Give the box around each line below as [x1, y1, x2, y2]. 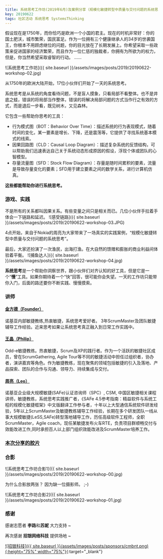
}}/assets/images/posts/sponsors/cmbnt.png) [57, 543, 149, 549]
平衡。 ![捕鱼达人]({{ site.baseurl [13, 252, 79, 258]
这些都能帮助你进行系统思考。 [5, 183, 65, 188]
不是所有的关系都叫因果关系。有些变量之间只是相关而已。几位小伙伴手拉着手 [5, 208, 158, 214]
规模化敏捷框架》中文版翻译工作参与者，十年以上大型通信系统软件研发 [13, 402, 154, 408]
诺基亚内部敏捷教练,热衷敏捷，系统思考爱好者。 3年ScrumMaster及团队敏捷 [5, 317, 156, 324]
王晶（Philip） [5, 336, 34, 342]
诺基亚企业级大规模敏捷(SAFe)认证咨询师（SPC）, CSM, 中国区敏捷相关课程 [5, 390, 157, 396]
